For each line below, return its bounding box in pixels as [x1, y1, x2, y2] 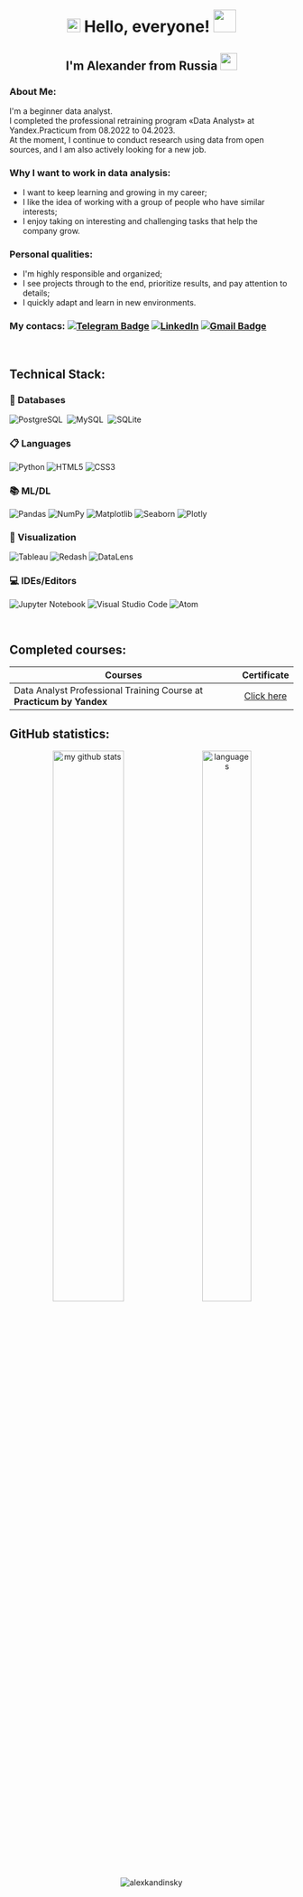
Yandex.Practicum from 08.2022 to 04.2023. [9, 125, 176, 136]
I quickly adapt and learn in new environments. [22, 297, 197, 308]
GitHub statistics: [9, 726, 110, 741]
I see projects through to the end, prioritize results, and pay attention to [22, 278, 288, 289]
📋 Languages [9, 437, 72, 450]
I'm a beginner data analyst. [9, 105, 113, 117]
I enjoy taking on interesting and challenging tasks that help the [22, 216, 259, 227]
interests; [22, 206, 58, 217]
